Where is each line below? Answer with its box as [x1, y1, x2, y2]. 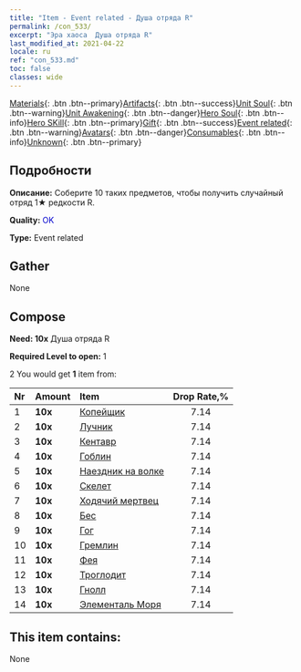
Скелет [78, 480, 112, 492]
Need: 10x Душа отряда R [9, 334, 110, 345]
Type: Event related [9, 232, 84, 243]
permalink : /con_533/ [9, 22, 92, 31]
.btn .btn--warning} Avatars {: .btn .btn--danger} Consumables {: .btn [9, 127, 262, 138]
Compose [9, 309, 66, 325]
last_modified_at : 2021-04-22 [9, 38, 125, 48]
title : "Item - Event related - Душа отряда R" [9, 13, 194, 23]
